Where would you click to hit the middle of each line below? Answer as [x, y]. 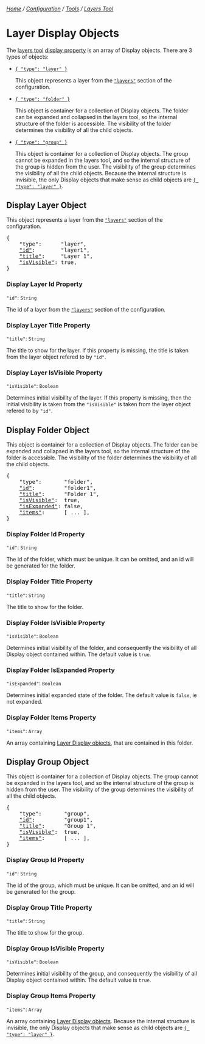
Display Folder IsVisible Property [56, 622]
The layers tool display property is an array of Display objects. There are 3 [99, 50]
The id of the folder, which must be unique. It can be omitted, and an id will [100, 560]
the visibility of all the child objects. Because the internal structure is [101, 173]
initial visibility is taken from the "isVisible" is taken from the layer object [99, 404]
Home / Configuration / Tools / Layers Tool [60, 9]
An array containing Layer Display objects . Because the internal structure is [101, 1021]
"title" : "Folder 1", [59, 494]
